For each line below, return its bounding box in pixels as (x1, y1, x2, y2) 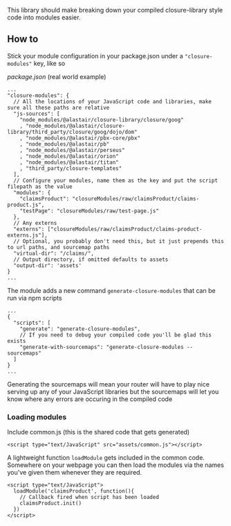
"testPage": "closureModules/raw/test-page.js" (19, 207, 159, 214)
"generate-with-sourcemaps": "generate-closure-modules (19, 343, 185, 350)
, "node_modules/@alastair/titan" (19, 159, 119, 166)
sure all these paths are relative (7, 104, 110, 111)
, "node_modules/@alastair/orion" (19, 153, 119, 160)
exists (7, 337, 26, 344)
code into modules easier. (7, 13, 81, 22)
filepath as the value (7, 183, 73, 190)
